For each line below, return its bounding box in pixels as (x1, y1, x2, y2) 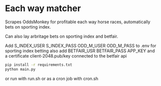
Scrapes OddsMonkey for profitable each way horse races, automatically (5, 19, 151, 25)
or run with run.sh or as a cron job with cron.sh (5, 75, 99, 81)
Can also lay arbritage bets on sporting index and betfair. (5, 33, 118, 39)
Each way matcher (5, 3, 81, 14)
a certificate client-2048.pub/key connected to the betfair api (5, 53, 127, 58)
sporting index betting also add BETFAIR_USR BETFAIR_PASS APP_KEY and (5, 48, 155, 54)
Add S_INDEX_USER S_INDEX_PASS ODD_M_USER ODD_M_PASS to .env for (5, 43, 157, 48)
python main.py (5, 67, 36, 72)
